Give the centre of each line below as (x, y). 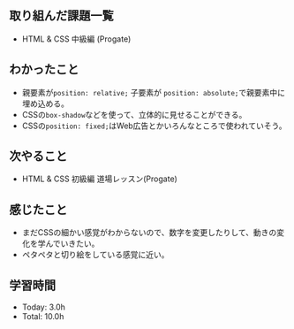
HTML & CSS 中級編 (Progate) (76, 39)
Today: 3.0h (44, 307)
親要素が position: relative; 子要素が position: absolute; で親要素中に (153, 92)
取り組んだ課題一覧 (61, 16)
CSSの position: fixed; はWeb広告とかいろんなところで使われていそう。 (154, 126)
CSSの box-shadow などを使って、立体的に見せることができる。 (134, 114)
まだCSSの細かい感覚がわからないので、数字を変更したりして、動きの (149, 233)
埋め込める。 (45, 103)
